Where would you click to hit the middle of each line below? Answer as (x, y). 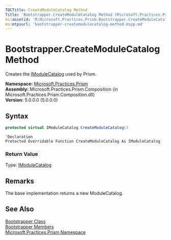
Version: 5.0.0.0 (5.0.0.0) (32, 100)
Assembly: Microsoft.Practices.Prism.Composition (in (62, 89)
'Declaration (19, 137)
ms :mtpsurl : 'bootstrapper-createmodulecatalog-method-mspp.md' (75, 24)
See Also (20, 209)
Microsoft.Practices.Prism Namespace (46, 232)
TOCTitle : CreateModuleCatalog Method (46, 10)
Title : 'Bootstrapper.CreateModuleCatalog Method (59, 15)
